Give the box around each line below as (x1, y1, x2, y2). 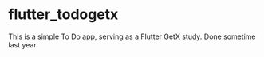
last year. (8, 40, 38, 49)
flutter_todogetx (8, 6, 119, 24)
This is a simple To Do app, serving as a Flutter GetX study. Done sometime (8, 32, 257, 41)
